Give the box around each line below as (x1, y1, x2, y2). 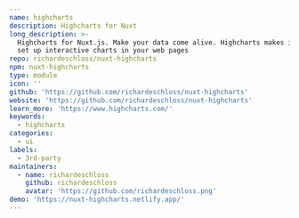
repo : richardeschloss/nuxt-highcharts (9, 54, 158, 63)
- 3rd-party (17, 153, 62, 163)
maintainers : (9, 162, 58, 171)
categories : (9, 129, 53, 138)
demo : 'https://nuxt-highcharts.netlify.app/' (9, 195, 185, 205)
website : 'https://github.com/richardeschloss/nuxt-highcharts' (9, 95, 253, 105)
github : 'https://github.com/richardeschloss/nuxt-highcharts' (9, 87, 249, 96)
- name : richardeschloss (17, 170, 109, 179)
